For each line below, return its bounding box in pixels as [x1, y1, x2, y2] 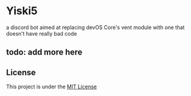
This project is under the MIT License [6, 83, 97, 90]
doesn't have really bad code [6, 30, 77, 37]
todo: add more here [6, 47, 83, 57]
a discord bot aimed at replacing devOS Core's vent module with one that [6, 24, 185, 31]
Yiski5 [6, 4, 38, 18]
